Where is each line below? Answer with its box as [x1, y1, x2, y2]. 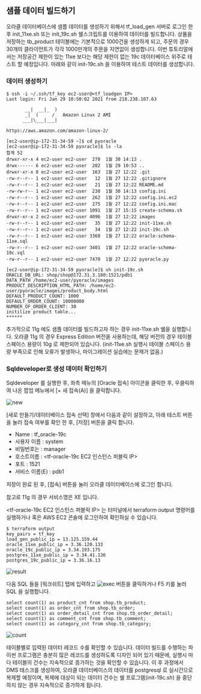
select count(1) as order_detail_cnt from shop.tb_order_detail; [6, 610, 173, 616]
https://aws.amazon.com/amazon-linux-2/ [6, 128, 109, 134]
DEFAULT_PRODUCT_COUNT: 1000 [6, 293, 79, 299]
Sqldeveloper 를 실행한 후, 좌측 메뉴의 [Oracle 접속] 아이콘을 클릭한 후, [6, 379, 174, 387]
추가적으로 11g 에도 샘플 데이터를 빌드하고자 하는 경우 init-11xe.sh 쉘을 [6, 325, 170, 333]
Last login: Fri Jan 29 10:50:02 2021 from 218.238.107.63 [6, 96, 157, 102]
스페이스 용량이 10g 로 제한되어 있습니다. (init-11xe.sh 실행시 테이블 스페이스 [6, 340, 185, 348]
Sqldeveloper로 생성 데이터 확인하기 [6, 364, 107, 373]
